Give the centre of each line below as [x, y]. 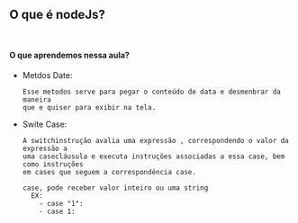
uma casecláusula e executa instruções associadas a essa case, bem [154, 156]
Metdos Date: [47, 76]
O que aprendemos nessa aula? [70, 55]
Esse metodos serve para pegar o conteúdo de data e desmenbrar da [151, 92]
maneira [36, 100]
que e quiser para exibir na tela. [89, 108]
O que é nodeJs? [57, 15]
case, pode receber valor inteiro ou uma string [115, 188]
